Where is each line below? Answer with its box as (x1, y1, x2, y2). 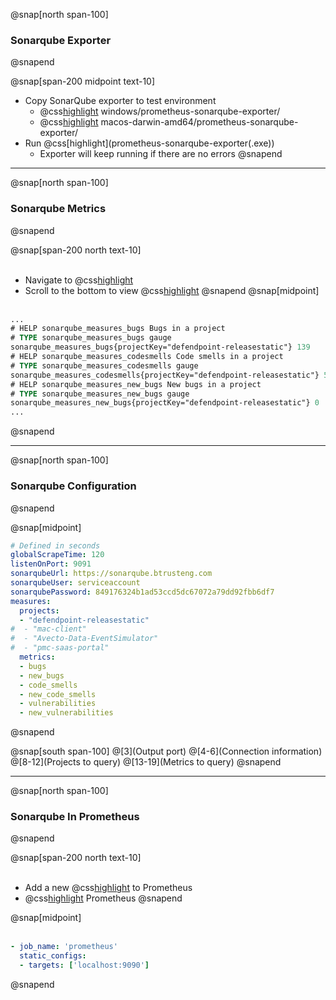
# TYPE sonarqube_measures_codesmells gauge (10, 360, 199, 371)
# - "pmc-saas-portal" (10, 643, 110, 653)
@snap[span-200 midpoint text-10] (10, 75, 156, 88)
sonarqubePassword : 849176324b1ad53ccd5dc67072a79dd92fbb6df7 (10, 587, 275, 597)
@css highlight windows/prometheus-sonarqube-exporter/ (39, 105, 281, 118)
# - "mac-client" (10, 624, 87, 634)
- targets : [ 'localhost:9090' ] (19, 960, 150, 971)
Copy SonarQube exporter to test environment (24, 95, 217, 107)
